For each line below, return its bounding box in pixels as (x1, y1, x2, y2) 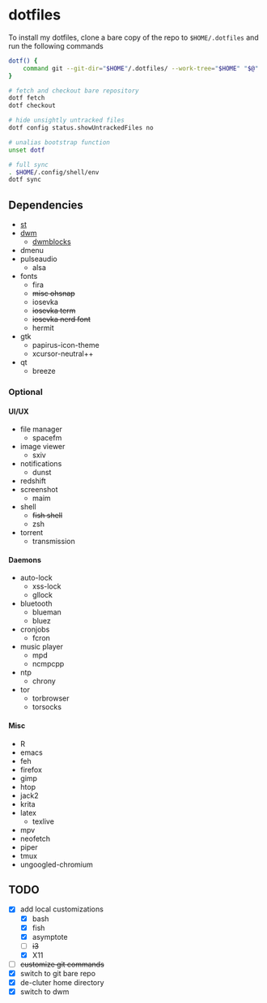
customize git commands (19, 959, 105, 969)
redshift (19, 476, 46, 486)
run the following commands (8, 41, 104, 50)
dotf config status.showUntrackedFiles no (8, 124, 154, 132)
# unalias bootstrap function (8, 138, 111, 147)
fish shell (32, 511, 63, 521)
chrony (32, 676, 57, 686)
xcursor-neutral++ (32, 349, 94, 358)
